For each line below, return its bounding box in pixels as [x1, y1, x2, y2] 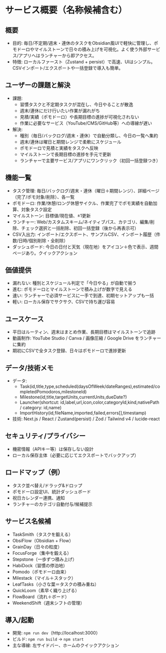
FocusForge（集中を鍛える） [12, 550, 72, 556]
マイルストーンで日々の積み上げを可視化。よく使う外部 [34, 46, 148, 52]
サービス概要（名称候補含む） [5, 4, 128, 16]
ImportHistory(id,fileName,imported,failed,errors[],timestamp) [19, 410, 147, 416]
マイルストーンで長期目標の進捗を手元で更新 [19, 151, 111, 157]
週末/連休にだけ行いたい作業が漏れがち [19, 108, 100, 114]
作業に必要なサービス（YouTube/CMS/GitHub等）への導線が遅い [19, 120, 153, 126]
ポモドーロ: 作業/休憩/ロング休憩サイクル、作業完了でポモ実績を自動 [12, 200, 153, 206]
